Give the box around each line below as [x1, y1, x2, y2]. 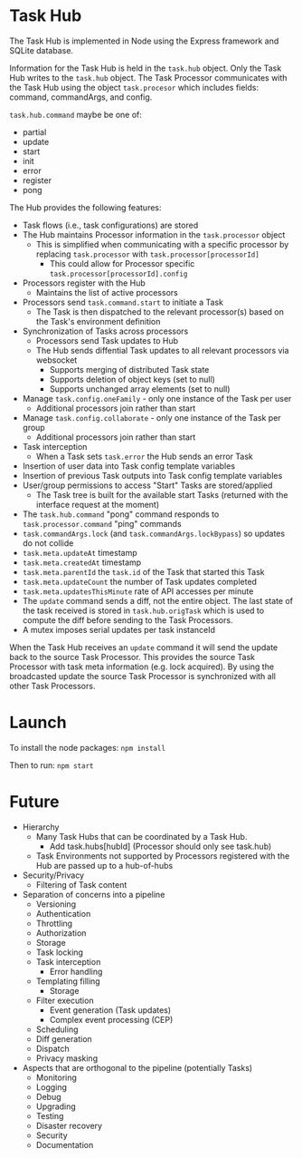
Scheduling [35, 1024, 79, 1035]
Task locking [35, 947, 84, 958]
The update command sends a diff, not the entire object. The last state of [22, 595, 294, 606]
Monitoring [35, 1072, 77, 1083]
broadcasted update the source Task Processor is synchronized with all [9, 670, 276, 681]
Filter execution [35, 995, 94, 1006]
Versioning [35, 899, 77, 910]
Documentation [35, 1139, 94, 1150]
